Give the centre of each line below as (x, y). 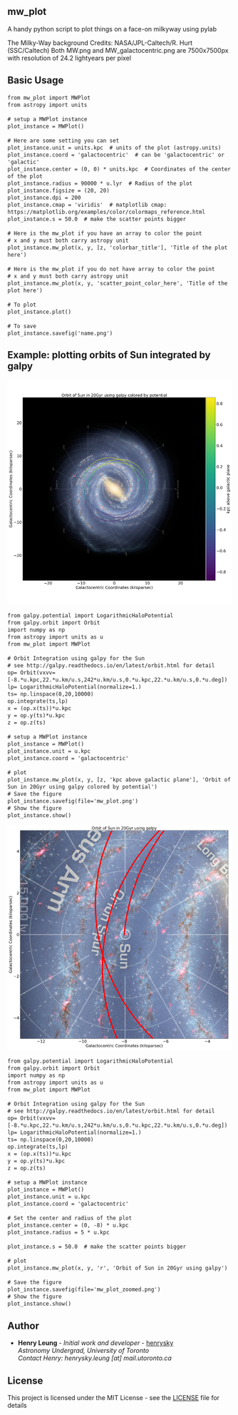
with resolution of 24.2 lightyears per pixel (69, 58)
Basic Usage (36, 80)
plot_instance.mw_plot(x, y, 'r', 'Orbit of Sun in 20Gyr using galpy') (118, 1268)
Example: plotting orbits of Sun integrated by (109, 355)
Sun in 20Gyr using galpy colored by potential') (83, 787)
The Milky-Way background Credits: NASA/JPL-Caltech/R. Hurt (100, 43)
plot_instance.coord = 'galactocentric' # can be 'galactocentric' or (116, 155)
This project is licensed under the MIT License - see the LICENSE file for (113, 1398)
